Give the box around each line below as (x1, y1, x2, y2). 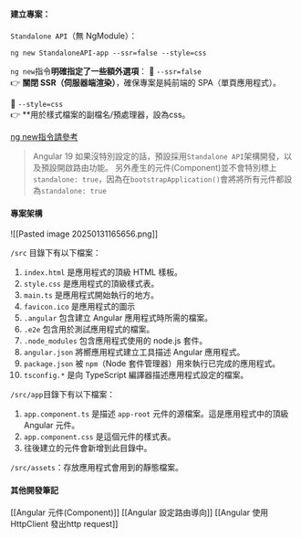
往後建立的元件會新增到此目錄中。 (23, 443, 152, 454)
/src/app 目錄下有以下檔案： (10, 389, 116, 400)
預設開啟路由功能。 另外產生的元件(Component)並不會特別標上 (40, 163, 277, 174)
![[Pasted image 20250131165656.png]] (10, 228, 159, 239)
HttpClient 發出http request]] (10, 518, 119, 529)
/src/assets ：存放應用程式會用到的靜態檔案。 (10, 462, 183, 473)
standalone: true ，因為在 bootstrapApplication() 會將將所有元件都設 (32, 174, 293, 185)
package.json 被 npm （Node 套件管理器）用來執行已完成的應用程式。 (23, 358, 281, 369)
